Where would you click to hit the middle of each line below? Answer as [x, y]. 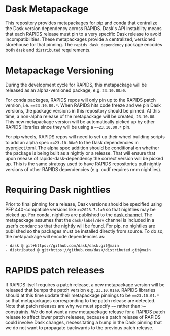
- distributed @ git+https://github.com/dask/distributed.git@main [78, 250]
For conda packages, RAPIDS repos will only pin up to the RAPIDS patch [81, 100]
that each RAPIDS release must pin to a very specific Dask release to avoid [83, 34]
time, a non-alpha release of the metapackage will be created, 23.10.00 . [80, 116]
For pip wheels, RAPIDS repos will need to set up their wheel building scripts [85, 137]
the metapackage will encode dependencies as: [55, 236]
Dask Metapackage [47, 9]
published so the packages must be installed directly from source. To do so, [84, 231]
